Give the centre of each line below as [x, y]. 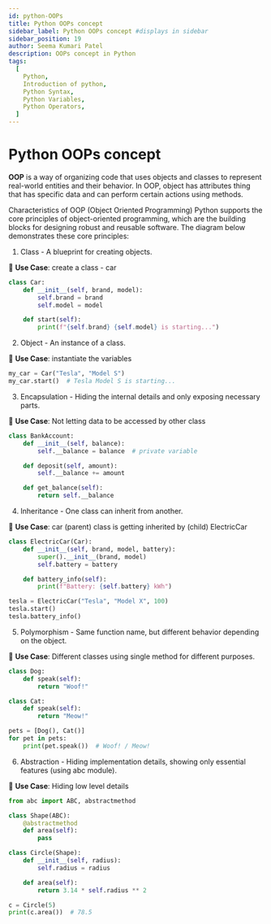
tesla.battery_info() [45, 617]
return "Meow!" [63, 717]
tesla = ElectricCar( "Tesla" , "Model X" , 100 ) [88, 601]
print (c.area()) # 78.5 [50, 913]
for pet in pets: [38, 739]
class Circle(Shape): [45, 853]
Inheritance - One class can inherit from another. [101, 511]
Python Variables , [54, 99]
